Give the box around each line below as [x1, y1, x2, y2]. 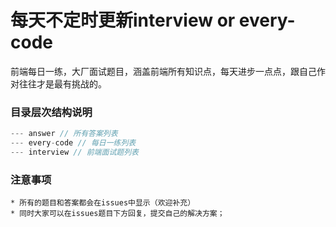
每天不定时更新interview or [10, 9, 236, 32]
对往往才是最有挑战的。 [10, 77, 107, 90]
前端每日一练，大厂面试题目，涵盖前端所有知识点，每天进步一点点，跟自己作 [10, 65, 326, 77]
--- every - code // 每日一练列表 [10, 138, 137, 148]
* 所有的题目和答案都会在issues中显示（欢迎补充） [10, 198, 196, 208]
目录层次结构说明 [10, 105, 93, 119]
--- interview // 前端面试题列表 [10, 147, 139, 157]
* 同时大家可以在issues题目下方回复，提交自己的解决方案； [10, 209, 225, 219]
